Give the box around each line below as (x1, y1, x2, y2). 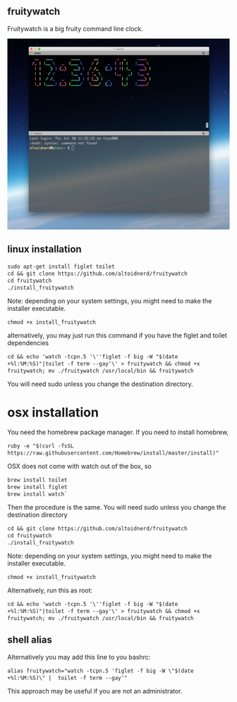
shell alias (7, 634, 53, 646)
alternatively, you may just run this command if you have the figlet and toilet (7, 331, 228, 339)
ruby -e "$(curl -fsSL (7, 442, 74, 450)
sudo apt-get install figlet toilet (7, 263, 115, 270)
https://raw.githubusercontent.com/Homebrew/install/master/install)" (7, 449, 219, 457)
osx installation (7, 404, 99, 420)
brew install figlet (7, 484, 68, 491)
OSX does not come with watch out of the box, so (7, 462, 152, 470)
